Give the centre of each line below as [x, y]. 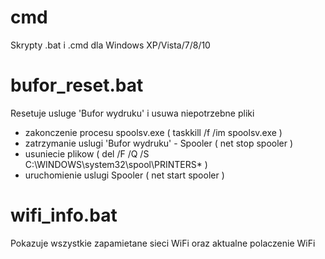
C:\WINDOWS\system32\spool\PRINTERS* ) [116, 164]
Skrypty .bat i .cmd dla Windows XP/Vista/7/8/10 [110, 45]
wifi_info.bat [64, 215]
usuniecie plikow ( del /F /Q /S [87, 153]
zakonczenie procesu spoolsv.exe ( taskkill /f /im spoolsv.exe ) [153, 132]
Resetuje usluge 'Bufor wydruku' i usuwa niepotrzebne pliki [132, 113]
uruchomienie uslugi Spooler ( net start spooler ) [124, 175]
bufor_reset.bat [77, 85]
